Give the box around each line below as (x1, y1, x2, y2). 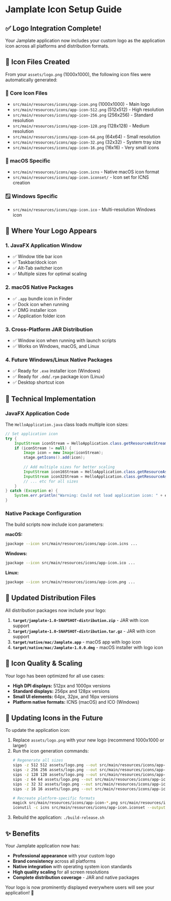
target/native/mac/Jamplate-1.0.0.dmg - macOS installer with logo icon (12, 644, 163, 650)
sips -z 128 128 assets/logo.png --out (12, 772, 98, 777)
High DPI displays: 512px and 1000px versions (12, 682, 111, 688)
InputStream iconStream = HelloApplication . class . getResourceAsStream (14, 441, 167, 446)
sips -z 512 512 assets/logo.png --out (12, 763, 98, 768)
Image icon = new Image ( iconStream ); (23, 450, 103, 455)
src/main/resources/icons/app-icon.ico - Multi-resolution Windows (12, 206, 156, 213)
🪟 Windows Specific (5, 193, 58, 200)
